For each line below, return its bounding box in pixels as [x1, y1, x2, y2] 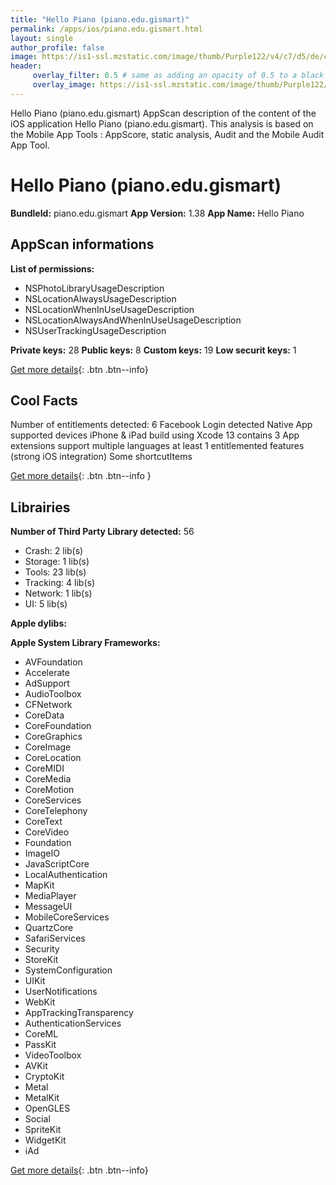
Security [24, 943, 60, 955]
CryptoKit [24, 1071, 65, 1083]
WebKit [24, 996, 56, 1008]
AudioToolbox [24, 688, 82, 700]
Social [24, 1113, 51, 1125]
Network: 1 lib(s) [24, 587, 93, 600]
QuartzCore [24, 922, 74, 934]
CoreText [24, 816, 63, 828]
